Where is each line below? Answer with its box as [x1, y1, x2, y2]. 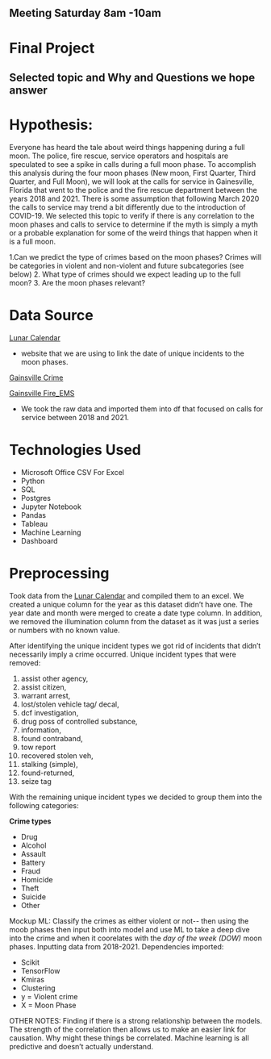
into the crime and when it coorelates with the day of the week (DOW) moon [9, 933, 263, 943]
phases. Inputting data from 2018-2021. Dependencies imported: [9, 941, 224, 951]
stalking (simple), [20, 759, 79, 769]
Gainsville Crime [9, 373, 64, 382]
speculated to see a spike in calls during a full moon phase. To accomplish [9, 159, 256, 169]
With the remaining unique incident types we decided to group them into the [9, 792, 263, 802]
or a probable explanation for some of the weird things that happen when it [9, 227, 258, 237]
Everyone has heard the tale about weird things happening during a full [9, 142, 245, 152]
